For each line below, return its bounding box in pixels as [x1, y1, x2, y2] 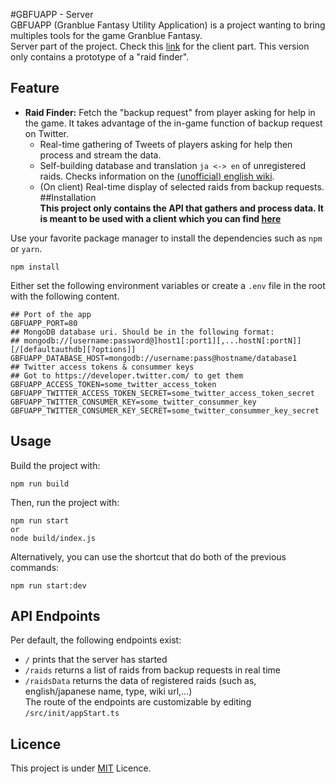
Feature [10, 80, 60, 97]
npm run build [10, 479, 70, 489]
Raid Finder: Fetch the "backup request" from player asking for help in [24, 106, 316, 118]
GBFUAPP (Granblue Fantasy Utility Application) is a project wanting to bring [10, 19, 326, 31]
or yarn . [10, 242, 43, 254]
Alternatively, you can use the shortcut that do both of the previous [10, 550, 287, 563]
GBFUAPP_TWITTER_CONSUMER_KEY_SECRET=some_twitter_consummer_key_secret [10, 405, 320, 416]
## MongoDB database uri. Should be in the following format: [10, 327, 275, 337]
